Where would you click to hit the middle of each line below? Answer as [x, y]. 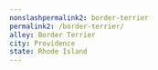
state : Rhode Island [49, 52]
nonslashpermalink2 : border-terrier [79, 18]
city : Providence [42, 43]
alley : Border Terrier [53, 35]
